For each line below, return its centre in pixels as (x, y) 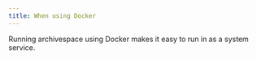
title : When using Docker (52, 16)
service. (22, 47)
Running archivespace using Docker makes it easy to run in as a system (129, 39)
